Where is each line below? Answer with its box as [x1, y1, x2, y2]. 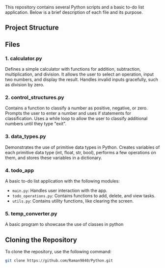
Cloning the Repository [5, 236, 77, 244]
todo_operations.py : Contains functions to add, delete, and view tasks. [12, 192, 156, 198]
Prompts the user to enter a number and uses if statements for [5, 110, 132, 116]
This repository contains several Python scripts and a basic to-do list [5, 4, 144, 10]
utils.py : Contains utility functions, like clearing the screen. [12, 198, 134, 204]
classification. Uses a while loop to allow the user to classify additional [5, 115, 148, 122]
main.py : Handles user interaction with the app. [12, 188, 108, 193]
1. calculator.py [5, 55, 43, 62]
